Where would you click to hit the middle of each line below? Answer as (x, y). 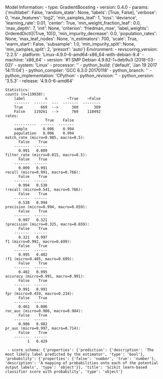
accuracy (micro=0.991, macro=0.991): (45, 276)
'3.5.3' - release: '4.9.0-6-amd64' (39, 81)
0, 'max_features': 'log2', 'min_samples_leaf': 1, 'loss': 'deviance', (71, 18)
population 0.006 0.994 (44, 133)
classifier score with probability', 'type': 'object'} (64, 372)
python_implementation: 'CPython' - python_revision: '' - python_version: (80, 76)
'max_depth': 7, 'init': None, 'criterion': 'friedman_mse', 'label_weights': (77, 28)
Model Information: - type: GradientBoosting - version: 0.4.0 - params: (77, 7)
